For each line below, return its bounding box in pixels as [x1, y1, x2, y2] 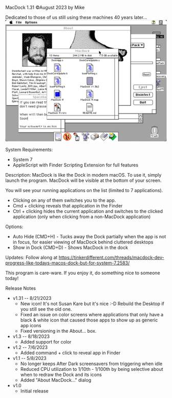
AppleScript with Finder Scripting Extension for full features [12, 162, 139, 168]
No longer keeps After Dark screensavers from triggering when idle [20, 361, 163, 367]
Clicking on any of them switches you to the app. [12, 197, 116, 203]
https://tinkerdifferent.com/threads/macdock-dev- [58, 254, 165, 260]
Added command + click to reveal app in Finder [20, 349, 121, 356]
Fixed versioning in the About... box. [20, 328, 97, 334]
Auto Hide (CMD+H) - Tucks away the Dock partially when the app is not [12, 233, 166, 239]
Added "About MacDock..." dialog [20, 377, 92, 383]
